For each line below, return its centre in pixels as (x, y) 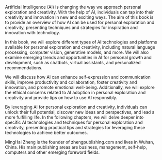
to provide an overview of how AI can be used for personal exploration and (80, 22)
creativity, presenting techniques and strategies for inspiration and (72, 28)
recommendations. (24, 68)
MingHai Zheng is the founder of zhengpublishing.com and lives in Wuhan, (80, 142)
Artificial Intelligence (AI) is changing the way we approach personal (73, 7)
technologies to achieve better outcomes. (47, 133)
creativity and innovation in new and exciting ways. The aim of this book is (79, 17)
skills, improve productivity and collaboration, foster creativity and (71, 82)
